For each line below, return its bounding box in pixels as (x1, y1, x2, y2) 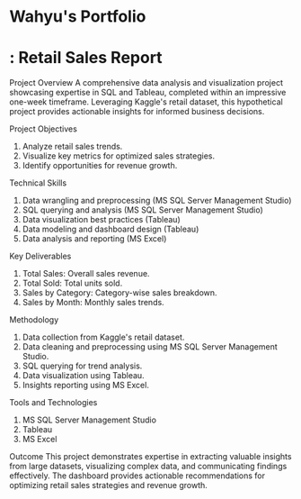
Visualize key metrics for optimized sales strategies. (22, 150, 216, 161)
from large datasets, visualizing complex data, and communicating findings (9, 461, 288, 472)
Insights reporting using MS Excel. (22, 380, 150, 391)
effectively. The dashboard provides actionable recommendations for (9, 470, 266, 481)
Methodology (9, 314, 59, 325)
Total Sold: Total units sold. (22, 277, 123, 289)
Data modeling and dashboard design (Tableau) (22, 223, 199, 235)
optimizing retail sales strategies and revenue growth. (9, 480, 208, 491)
